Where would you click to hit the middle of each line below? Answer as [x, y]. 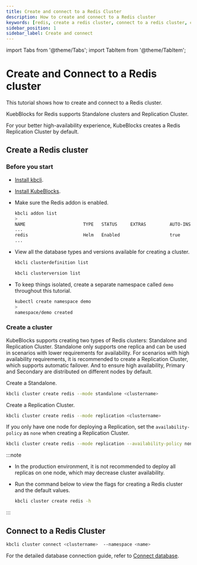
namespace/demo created [44, 312]
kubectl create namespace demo [53, 301]
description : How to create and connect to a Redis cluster [81, 17]
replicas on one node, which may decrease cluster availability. [90, 473]
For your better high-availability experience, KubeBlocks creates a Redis [93, 126]
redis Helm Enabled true [97, 235]
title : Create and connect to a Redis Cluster [64, 11]
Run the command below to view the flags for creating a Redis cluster [98, 484]
